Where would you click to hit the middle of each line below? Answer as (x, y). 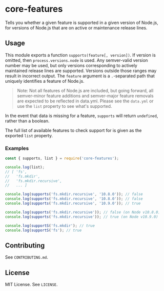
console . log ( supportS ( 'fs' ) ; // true (43, 230)
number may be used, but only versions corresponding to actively (71, 65)
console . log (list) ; (25, 167)
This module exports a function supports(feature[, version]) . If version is (81, 55)
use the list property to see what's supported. (64, 106)
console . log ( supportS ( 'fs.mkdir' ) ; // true (50, 226)
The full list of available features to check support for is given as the (73, 130)
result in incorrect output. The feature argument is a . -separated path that (80, 76)
